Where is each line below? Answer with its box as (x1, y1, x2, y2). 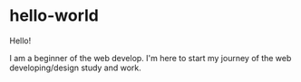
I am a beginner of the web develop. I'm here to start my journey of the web (9, 52, 292, 63)
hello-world (9, 5, 100, 26)
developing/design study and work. (9, 62, 142, 73)
